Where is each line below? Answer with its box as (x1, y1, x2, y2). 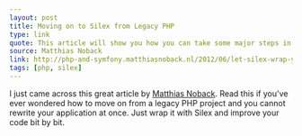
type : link (9, 30, 50, 39)
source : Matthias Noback (9, 47, 102, 56)
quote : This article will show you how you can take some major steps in (9, 38, 292, 48)
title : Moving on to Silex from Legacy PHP (9, 22, 175, 31)
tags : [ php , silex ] (9, 64, 83, 73)
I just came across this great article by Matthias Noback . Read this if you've (9, 87, 289, 99)
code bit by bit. (9, 116, 66, 127)
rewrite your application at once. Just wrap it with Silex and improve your (9, 107, 280, 118)
